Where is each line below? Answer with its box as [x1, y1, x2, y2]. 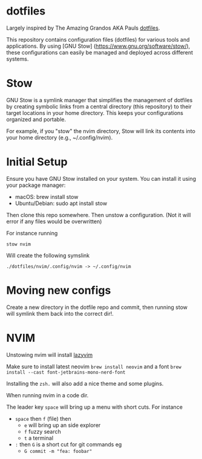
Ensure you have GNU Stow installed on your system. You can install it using [6, 175, 197, 182]
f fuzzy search [24, 428, 62, 435]
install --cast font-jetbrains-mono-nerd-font [6, 369, 126, 376]
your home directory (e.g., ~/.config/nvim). [6, 134, 113, 141]
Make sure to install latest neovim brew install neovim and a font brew [6, 363, 181, 370]
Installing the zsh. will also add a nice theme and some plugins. [6, 380, 164, 387]
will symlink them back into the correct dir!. [6, 310, 114, 317]
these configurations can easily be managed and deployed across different [6, 48, 194, 56]
